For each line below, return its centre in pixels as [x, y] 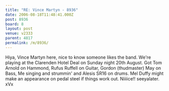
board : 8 [14, 24]
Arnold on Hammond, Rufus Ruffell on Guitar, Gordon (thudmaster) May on [83, 68]
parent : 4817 [19, 38]
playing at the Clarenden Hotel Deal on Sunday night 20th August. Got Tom [84, 62]
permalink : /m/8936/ [27, 43]
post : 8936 [17, 19]
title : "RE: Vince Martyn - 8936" [42, 10]
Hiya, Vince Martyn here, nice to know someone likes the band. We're [78, 57]
